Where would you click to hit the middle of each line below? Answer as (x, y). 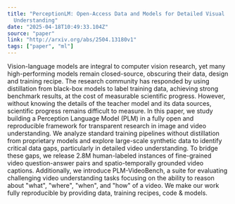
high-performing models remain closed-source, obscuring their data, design (118, 74)
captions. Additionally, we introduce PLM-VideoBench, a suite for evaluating (118, 170)
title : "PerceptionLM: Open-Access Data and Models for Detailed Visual (116, 14)
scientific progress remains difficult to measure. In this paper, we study (110, 111)
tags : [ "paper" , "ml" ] (40, 46)
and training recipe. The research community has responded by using (108, 81)
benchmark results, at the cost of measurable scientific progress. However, (116, 96)
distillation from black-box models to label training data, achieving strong (113, 89)
